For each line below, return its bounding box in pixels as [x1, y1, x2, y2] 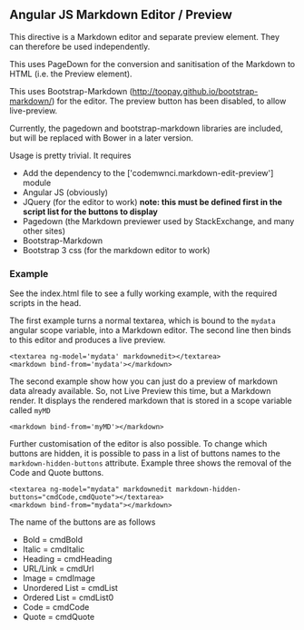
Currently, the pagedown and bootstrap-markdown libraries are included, [9, 123, 283, 133]
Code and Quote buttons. [9, 468, 104, 478]
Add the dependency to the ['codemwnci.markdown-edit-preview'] [22, 167, 274, 178]
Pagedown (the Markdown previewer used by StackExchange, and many [22, 215, 295, 226]
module [22, 177, 52, 188]
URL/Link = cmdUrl [22, 563, 94, 575]
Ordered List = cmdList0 [22, 592, 114, 603]
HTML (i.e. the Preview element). [9, 68, 133, 79]
